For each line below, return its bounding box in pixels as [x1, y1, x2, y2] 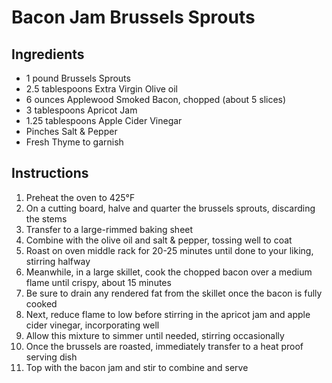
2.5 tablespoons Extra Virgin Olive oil [25, 83, 179, 95]
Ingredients [11, 46, 85, 63]
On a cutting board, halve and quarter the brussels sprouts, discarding [25, 202, 316, 214]
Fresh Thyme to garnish [25, 136, 124, 148]
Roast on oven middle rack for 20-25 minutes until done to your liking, [25, 244, 314, 256]
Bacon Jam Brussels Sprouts [11, 6, 256, 29]
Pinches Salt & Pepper [25, 126, 118, 137]
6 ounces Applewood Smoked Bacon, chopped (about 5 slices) [25, 94, 287, 105]
